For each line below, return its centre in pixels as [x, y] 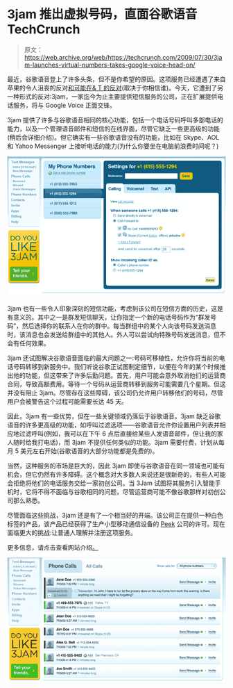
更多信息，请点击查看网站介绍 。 [53, 548]
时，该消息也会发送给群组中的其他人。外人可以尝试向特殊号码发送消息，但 [113, 335]
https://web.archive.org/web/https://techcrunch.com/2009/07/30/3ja [123, 57]
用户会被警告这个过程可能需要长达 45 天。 [68, 402]
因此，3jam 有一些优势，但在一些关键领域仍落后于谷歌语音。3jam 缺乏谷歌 [114, 416]
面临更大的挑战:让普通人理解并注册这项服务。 [72, 533]
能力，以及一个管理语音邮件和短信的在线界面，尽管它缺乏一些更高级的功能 [113, 129]
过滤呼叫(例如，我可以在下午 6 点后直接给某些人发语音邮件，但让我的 [118, 434]
